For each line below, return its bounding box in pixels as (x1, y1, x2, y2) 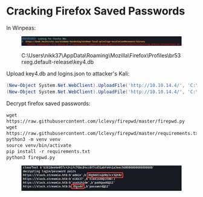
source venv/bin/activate (6, 142, 71, 149)
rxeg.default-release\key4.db (21, 58, 94, 65)
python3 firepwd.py (6, 154, 56, 161)
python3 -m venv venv (6, 136, 61, 143)
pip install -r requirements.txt (6, 148, 91, 155)
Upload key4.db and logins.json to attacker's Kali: (6, 69, 130, 77)
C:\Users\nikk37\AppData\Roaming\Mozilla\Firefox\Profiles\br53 (21, 51, 181, 59)
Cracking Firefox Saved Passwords (6, 4, 185, 18)
